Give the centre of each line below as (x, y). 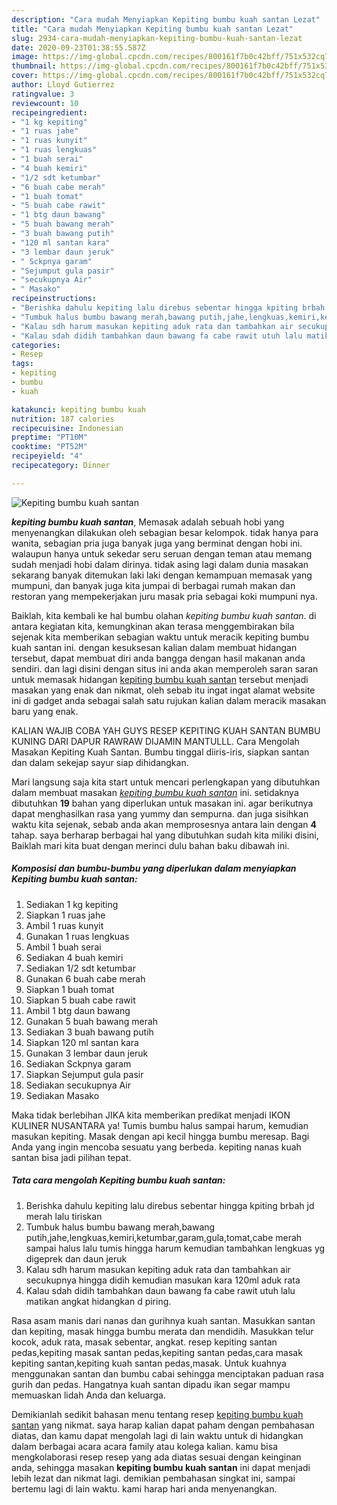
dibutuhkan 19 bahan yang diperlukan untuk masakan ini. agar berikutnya (162, 803)
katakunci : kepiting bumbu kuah (78, 409)
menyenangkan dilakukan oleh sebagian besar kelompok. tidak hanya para (165, 532)
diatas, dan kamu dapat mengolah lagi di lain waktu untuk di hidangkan (157, 1435)
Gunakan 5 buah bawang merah (92, 1021)
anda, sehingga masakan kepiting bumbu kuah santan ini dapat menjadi (161, 1467)
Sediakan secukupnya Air (78, 1085)
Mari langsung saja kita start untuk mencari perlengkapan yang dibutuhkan (166, 782)
